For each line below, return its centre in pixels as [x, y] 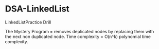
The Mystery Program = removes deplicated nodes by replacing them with [79, 31]
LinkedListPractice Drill [28, 22]
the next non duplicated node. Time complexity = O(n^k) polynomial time [78, 37]
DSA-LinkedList [37, 9]
